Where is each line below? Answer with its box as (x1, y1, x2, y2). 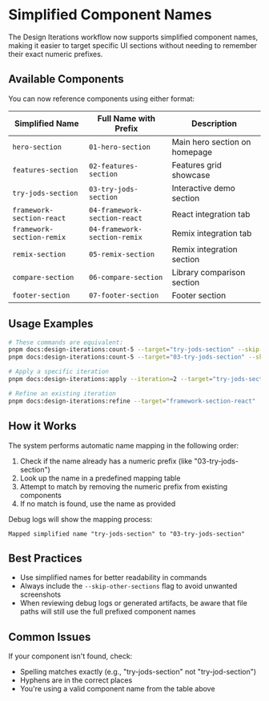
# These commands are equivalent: (8, 338, 124, 346)
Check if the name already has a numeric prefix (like (19, 456, 193, 466)
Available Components (8, 72, 124, 86)
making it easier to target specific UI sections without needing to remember (8, 40, 258, 50)
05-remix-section (88, 249, 155, 258)
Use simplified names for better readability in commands (19, 573, 207, 582)
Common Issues (8, 630, 91, 643)
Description (191, 118, 238, 129)
